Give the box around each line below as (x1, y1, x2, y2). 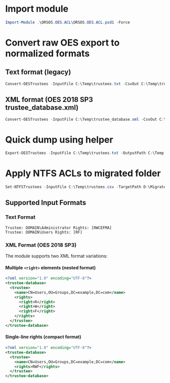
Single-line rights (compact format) (5, 334, 82, 340)
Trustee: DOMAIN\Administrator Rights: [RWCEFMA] (5, 225, 112, 230)
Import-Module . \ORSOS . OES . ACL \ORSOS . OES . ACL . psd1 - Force (5, 20, 130, 25)
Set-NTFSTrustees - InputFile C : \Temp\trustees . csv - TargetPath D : (5, 185, 148, 190)
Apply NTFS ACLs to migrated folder (5, 168, 161, 179)
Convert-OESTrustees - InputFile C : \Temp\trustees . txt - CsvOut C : (5, 81, 146, 86)
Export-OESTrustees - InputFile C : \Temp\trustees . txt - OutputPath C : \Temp (5, 151, 164, 156)
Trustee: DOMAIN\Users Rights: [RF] (5, 229, 82, 235)
